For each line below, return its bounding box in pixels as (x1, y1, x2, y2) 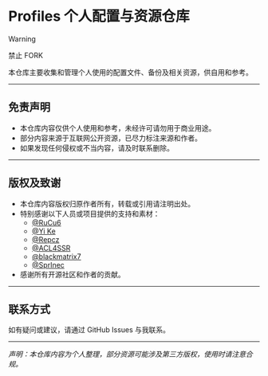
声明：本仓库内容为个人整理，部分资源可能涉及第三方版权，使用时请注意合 (8, 350, 253, 359)
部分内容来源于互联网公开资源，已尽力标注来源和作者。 (19, 133, 202, 143)
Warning (8, 33, 36, 44)
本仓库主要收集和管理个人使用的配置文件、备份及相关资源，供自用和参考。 (8, 67, 253, 76)
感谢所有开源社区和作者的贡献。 (19, 269, 125, 279)
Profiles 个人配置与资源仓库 (8, 7, 190, 25)
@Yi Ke (31, 226, 56, 236)
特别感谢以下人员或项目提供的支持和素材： (19, 209, 160, 218)
